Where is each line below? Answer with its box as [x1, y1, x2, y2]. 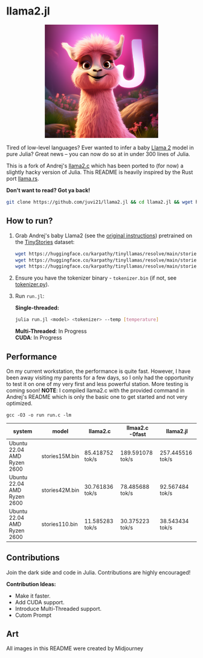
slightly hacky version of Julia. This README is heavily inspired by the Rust [6, 168, 193, 176]
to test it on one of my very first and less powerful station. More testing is [6, 380, 189, 387]
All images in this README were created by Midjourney [6, 645, 144, 652]
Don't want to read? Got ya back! [6, 186, 91, 194]
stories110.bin [41, 521, 79, 528]
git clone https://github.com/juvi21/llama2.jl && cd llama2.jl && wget [6, 199, 193, 205]
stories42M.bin [41, 486, 80, 494]
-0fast [129, 431, 146, 438]
